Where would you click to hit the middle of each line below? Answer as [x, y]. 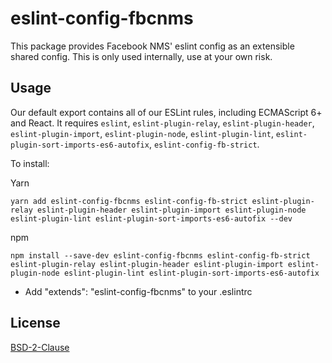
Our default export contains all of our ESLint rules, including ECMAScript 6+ [166, 112]
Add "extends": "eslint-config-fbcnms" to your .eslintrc [138, 291]
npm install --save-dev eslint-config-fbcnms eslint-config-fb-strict [160, 255]
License [35, 323]
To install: [30, 163]
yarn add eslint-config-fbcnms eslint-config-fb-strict [129, 201]
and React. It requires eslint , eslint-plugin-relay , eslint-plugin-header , [162, 123]
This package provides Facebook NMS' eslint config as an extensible [152, 46]
